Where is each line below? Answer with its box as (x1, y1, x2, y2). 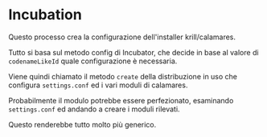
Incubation (8, 6, 82, 24)
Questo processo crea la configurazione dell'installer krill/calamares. (8, 32, 236, 42)
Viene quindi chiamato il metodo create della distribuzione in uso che (8, 71, 238, 81)
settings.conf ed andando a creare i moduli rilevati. (8, 104, 180, 114)
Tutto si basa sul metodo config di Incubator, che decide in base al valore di (8, 47, 259, 57)
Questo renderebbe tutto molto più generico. (8, 119, 157, 129)
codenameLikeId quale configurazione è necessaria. (8, 56, 178, 66)
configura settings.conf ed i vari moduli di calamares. (8, 80, 188, 90)
